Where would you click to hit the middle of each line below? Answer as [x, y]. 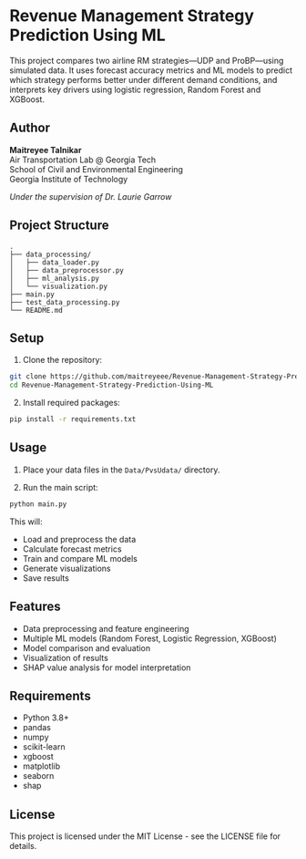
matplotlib [41, 766]
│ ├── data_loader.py [55, 262]
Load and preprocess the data [79, 539]
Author [30, 128]
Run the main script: [60, 487]
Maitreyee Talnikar [46, 150]
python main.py [38, 504]
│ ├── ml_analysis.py [55, 278]
